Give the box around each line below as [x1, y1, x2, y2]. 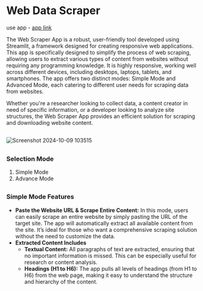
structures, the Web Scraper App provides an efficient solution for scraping [6, 112, 196, 120]
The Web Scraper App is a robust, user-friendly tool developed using [6, 35, 180, 43]
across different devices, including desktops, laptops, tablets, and [6, 68, 172, 75]
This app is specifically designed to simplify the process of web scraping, [6, 48, 191, 56]
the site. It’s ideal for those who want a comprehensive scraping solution [15, 226, 198, 233]
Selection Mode [6, 154, 54, 163]
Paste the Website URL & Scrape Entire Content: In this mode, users [15, 206, 189, 214]
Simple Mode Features [6, 193, 74, 201]
